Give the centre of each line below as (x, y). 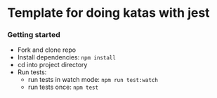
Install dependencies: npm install (66, 57)
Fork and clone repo (46, 50)
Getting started (34, 35)
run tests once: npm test (63, 87)
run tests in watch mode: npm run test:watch (93, 80)
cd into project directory (52, 65)
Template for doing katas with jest (108, 13)
